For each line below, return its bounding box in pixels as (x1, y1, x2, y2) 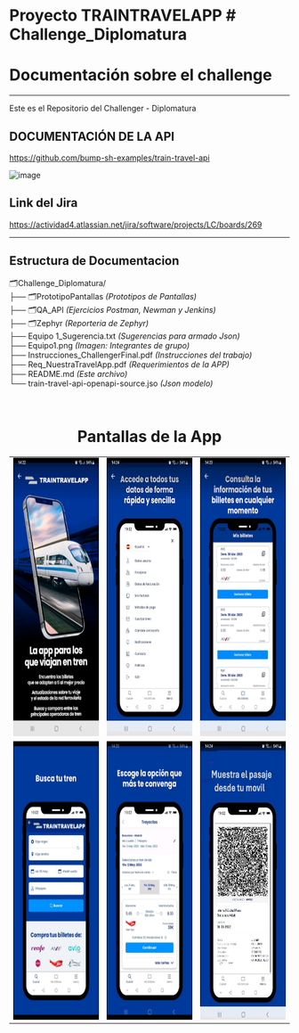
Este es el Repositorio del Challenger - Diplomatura (9, 103, 197, 114)
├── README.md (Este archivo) (9, 368, 128, 379)
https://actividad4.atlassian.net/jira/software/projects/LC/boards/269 (9, 219, 263, 230)
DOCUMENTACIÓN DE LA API (9, 128, 175, 143)
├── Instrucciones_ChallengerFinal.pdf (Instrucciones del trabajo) (9, 349, 253, 360)
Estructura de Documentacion (9, 253, 180, 268)
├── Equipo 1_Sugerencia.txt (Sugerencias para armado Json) (9, 331, 240, 341)
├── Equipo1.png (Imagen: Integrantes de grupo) (9, 340, 190, 350)
